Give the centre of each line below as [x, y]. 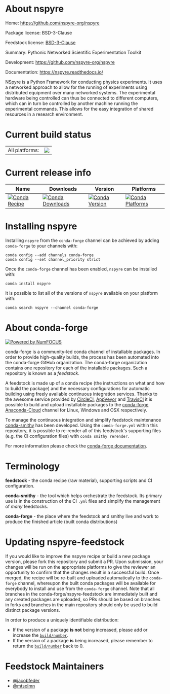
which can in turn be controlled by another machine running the [72, 103]
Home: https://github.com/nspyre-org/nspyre [52, 23]
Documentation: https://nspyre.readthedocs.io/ [54, 72]
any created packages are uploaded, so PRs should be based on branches [83, 599]
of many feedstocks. [27, 506]
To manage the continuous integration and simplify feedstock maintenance [83, 420]
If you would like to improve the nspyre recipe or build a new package [78, 556]
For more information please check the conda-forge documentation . [76, 446]
